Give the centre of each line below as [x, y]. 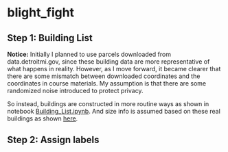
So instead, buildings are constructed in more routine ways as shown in [108, 104]
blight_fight [41, 13]
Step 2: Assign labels [53, 140]
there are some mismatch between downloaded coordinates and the [104, 76]
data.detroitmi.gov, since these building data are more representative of [109, 62]
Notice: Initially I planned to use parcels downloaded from [89, 54]
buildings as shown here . [43, 118]
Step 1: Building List [50, 38]
